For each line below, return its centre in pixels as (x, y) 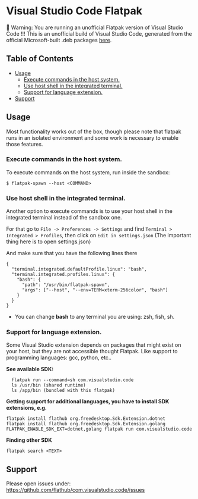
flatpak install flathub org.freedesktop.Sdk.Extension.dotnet (86, 419)
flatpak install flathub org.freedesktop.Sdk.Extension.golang (86, 424)
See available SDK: (30, 369)
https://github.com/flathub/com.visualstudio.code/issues (76, 490)
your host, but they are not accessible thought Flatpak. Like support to (92, 352)
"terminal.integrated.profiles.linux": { (63, 275)
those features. (25, 144)
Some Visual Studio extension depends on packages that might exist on (94, 345)
